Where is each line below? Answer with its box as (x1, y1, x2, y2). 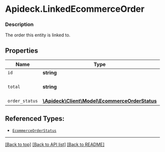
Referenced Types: (5, 114, 65, 122)
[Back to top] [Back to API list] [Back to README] (5, 142, 105, 148)
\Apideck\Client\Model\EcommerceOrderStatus (42, 97, 157, 104)
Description (5, 21, 34, 28)
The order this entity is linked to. (5, 32, 71, 38)
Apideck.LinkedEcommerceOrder (5, 3, 145, 15)
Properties (5, 46, 38, 55)
